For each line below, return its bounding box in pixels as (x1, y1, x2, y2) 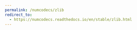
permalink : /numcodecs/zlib (5, 7, 64, 13)
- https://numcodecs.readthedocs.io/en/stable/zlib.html (9, 17, 132, 22)
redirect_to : (5, 12, 32, 17)
